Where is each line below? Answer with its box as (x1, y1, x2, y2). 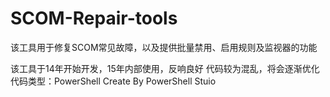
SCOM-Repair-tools (10, 7, 178, 30)
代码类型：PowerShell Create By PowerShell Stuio (10, 75, 217, 87)
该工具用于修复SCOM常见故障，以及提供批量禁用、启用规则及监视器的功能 (10, 41, 318, 53)
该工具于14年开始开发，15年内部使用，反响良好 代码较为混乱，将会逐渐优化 (10, 62, 320, 74)
